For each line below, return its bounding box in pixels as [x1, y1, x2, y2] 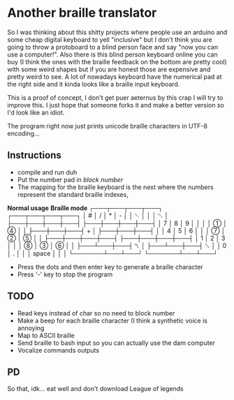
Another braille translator [7, 5, 157, 21]
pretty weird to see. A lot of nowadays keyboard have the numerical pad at [7, 72, 222, 81]
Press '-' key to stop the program [17, 270, 113, 279]
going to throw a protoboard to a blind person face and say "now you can [7, 43, 219, 51]
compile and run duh [17, 168, 78, 176]
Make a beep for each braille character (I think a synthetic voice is [17, 316, 208, 325]
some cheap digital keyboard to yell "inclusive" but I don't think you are [7, 35, 212, 43]
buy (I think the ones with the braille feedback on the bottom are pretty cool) [7, 57, 227, 66]
